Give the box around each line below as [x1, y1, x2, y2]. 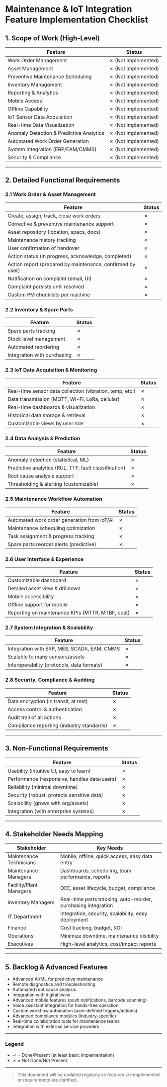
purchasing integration [60, 902, 113, 909]
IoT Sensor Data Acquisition [7, 113, 73, 120]
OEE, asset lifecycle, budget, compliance [60, 885, 156, 892]
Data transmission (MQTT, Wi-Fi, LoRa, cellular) [7, 396, 120, 403]
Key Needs [96, 844, 123, 851]
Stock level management [7, 335, 66, 342]
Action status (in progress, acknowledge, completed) [7, 253, 132, 260]
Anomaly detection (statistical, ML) [7, 456, 89, 463]
